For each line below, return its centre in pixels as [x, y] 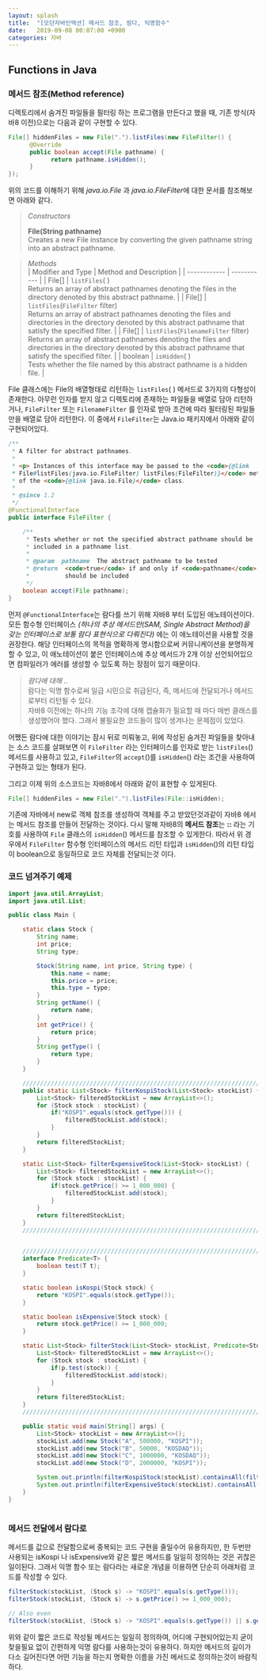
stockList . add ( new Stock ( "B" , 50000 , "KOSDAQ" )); [120, 1449]
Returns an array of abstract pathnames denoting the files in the [132, 289]
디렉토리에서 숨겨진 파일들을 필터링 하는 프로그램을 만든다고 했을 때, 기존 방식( [129, 112]
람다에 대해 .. [48, 680]
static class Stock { [58, 930]
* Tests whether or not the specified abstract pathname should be [139, 539]
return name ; [72, 1011]
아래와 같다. [34, 200]
